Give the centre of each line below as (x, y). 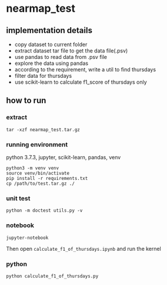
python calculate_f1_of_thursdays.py (52, 276)
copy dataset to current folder (51, 44)
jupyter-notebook (27, 238)
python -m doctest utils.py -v (44, 211)
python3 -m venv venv (33, 168)
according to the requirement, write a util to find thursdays (85, 69)
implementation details (49, 30)
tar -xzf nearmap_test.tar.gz (43, 130)
